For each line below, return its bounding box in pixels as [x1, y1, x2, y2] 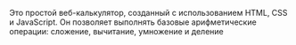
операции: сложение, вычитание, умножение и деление [9, 26, 225, 36]
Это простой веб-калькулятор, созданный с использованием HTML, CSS [9, 8, 288, 18]
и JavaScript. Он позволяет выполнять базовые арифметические [9, 17, 257, 27]
